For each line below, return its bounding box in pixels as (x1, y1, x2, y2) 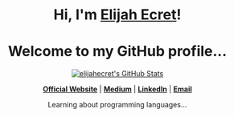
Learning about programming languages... (47, 100, 187, 110)
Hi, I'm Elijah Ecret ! (53, 6, 182, 24)
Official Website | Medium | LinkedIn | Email (42, 84, 193, 94)
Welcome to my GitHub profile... (7, 42, 228, 61)
